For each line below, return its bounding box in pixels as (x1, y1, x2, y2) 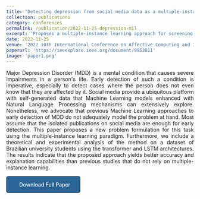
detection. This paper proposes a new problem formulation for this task (6, 126, 194, 133)
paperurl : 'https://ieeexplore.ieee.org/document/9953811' (6, 48, 156, 53)
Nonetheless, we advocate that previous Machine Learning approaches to (6, 107, 194, 114)
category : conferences (6, 20, 62, 26)
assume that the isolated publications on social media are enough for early (6, 119, 194, 127)
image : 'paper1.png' (6, 53, 58, 59)
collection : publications (6, 14, 70, 20)
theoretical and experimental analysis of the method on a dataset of (6, 138, 194, 146)
